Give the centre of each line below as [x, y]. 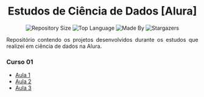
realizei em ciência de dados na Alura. [54, 46]
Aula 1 [23, 75]
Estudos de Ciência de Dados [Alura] [102, 11]
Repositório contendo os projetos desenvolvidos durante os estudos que [102, 39]
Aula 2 [23, 82]
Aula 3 [23, 88]
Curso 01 [20, 62]
